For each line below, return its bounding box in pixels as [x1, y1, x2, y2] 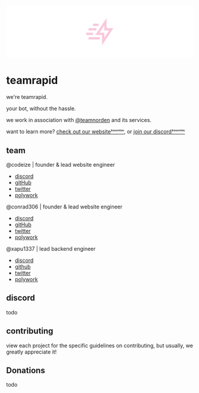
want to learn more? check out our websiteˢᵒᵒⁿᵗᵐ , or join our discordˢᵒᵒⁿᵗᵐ [6, 128, 185, 135]
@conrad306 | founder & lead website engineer [6, 203, 123, 210]
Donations [6, 365, 46, 375]
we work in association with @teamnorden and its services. [6, 117, 151, 124]
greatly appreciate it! [6, 348, 57, 355]
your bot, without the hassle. [6, 105, 76, 112]
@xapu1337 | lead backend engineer [6, 245, 96, 252]
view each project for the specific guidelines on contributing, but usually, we [6, 342, 193, 349]
